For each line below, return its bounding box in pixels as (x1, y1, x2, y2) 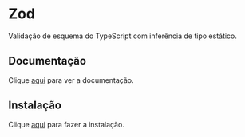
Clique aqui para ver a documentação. (8, 75, 134, 84)
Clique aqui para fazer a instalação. (8, 119, 125, 129)
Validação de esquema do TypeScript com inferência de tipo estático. (8, 31, 238, 41)
